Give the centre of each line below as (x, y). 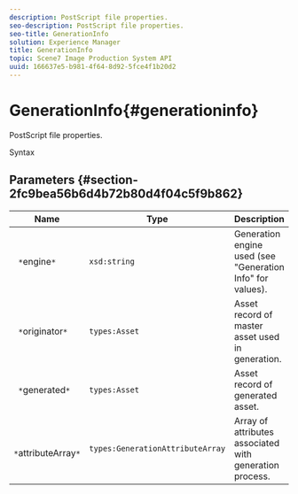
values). (251, 289)
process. (252, 476)
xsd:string (112, 261)
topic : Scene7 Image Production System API (91, 58)
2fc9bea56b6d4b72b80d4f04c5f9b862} (126, 194)
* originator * (43, 331)
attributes (254, 432)
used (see (255, 256)
